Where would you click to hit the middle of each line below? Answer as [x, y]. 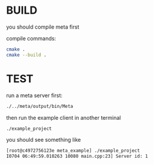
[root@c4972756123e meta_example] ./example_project [73, 151]
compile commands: [31, 38]
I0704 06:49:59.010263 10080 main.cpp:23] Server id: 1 [77, 156]
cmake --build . [26, 55]
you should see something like [44, 140]
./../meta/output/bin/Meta [40, 106]
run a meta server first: [34, 95]
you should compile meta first [43, 27]
